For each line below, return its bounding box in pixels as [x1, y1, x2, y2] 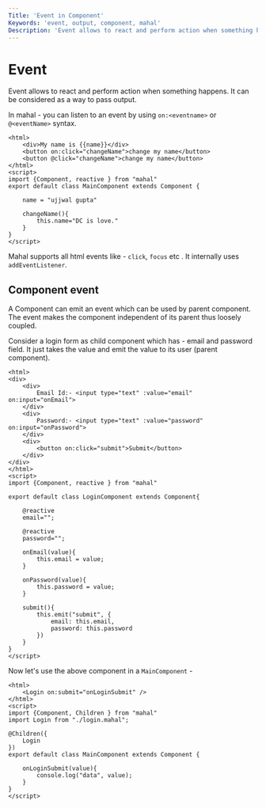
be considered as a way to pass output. [8, 95, 137, 104]
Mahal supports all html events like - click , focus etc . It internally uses [8, 252, 240, 261]
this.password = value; [36, 583, 115, 591]
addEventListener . [8, 260, 67, 270]
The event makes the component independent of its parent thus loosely [8, 313, 241, 322]
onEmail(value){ [22, 548, 77, 556]
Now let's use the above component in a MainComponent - [8, 666, 193, 676]
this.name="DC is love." [36, 217, 119, 226]
